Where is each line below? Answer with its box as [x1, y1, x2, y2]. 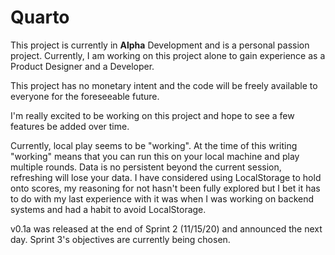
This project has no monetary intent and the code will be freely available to [10, 79, 318, 91]
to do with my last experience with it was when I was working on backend [10, 192, 315, 205]
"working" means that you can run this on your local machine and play [10, 150, 300, 162]
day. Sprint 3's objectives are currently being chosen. [10, 233, 231, 245]
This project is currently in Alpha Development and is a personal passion [10, 39, 310, 51]
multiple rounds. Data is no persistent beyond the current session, [10, 161, 282, 173]
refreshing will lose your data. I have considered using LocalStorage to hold [10, 171, 322, 183]
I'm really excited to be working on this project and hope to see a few [10, 109, 295, 121]
